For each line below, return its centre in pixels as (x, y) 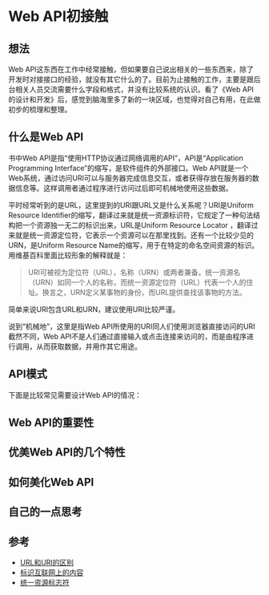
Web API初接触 (58, 16)
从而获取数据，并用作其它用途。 (88, 346)
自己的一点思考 (45, 512)
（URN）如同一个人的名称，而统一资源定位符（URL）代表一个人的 (137, 282)
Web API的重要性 (51, 423)
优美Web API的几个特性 (67, 453)
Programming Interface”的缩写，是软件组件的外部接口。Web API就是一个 (128, 168)
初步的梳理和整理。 (40, 109)
